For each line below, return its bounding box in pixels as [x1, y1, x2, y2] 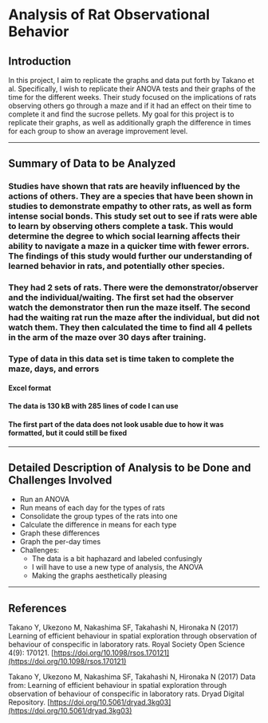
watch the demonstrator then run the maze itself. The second [8, 302, 251, 313]
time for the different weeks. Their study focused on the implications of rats [8, 93, 257, 101]
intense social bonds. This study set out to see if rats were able [8, 211, 258, 222]
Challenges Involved [8, 473, 112, 487]
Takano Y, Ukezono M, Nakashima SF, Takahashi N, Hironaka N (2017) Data [8, 672, 256, 682]
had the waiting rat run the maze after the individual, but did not [8, 312, 260, 323]
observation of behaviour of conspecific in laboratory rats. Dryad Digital [8, 689, 245, 699]
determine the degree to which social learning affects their [8, 231, 241, 242]
